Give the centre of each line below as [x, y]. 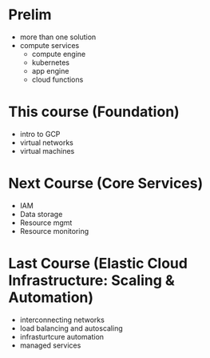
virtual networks [46, 143]
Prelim [30, 15]
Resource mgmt [46, 223]
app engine [50, 70]
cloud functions [57, 79]
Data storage [41, 214]
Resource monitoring [54, 231]
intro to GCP [40, 134]
